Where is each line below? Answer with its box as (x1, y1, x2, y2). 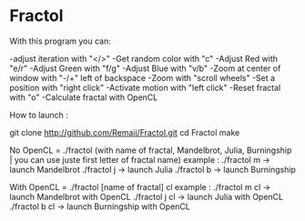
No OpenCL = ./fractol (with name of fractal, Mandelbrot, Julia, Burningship (9, 145, 292, 156)
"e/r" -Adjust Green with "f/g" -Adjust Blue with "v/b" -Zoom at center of (9, 63, 281, 74)
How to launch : (9, 109, 68, 120)
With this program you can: (9, 35, 111, 46)
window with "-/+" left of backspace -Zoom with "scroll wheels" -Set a (9, 72, 276, 83)
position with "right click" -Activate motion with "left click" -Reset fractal (9, 82, 281, 93)
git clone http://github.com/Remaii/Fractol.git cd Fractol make (9, 126, 240, 137)
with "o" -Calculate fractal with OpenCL (9, 92, 158, 103)
